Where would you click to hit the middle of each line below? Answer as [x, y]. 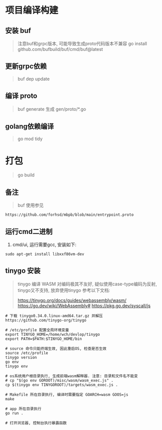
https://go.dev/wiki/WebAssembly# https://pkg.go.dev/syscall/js [84, 305]
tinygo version [21, 357]
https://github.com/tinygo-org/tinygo [46, 320]
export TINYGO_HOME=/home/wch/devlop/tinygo [53, 334]
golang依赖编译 [30, 127]
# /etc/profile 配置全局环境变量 [37, 330]
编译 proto [21, 96]
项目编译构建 [32, 10]
